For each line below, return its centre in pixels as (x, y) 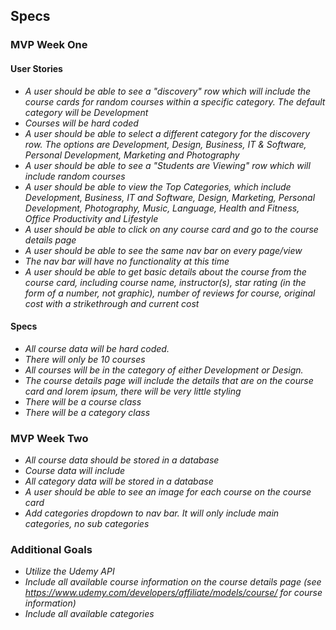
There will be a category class (87, 412)
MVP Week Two (49, 438)
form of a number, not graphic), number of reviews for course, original (170, 293)
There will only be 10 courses (85, 359)
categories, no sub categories (87, 524)
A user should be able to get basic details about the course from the (165, 271)
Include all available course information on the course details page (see (173, 582)
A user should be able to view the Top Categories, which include (158, 186)
